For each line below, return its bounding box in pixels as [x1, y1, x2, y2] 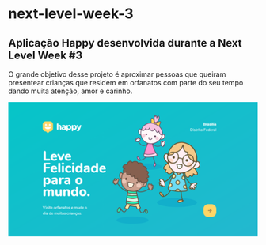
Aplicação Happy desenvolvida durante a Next [8, 36, 242, 50]
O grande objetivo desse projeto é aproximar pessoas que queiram [8, 70, 226, 79]
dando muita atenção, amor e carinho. [8, 86, 133, 96]
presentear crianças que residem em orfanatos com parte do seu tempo [8, 78, 244, 87]
